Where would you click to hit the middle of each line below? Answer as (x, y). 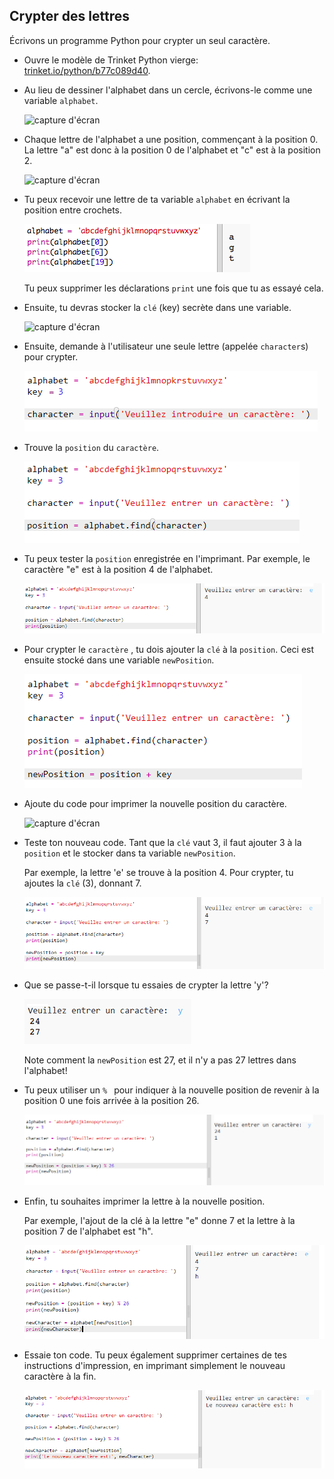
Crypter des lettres (69, 16)
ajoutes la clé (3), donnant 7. (82, 883)
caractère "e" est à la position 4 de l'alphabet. (118, 569)
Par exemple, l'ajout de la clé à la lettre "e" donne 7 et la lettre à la (159, 1220)
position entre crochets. (73, 210)
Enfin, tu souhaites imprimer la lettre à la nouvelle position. (144, 1201)
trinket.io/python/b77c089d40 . (87, 70)
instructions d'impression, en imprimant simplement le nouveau (154, 1365)
